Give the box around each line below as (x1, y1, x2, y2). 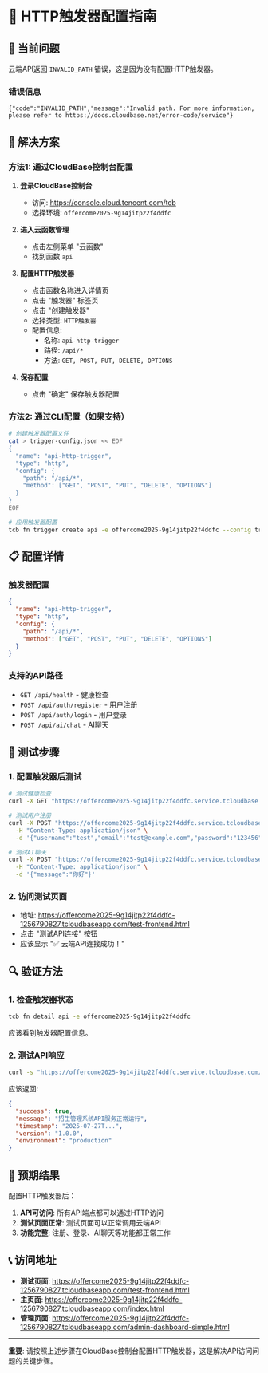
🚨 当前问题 (8, 41, 60, 55)
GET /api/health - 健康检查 (19, 689, 109, 699)
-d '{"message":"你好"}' (15, 870, 96, 878)
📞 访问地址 (8, 1253, 57, 1267)
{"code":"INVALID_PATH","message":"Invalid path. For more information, (8, 105, 255, 112)
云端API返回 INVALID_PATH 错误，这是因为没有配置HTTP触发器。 (8, 65, 218, 73)
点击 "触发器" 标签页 (31, 295, 99, 305)
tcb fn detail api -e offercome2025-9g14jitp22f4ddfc (8, 1012, 191, 1021)
